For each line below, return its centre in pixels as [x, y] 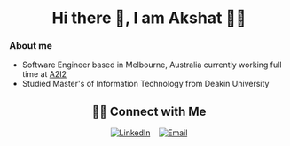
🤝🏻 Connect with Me [149, 111]
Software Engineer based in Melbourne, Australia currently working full [152, 65]
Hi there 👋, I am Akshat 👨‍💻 [149, 18]
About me [31, 46]
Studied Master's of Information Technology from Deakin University [145, 84]
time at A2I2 [44, 74]
